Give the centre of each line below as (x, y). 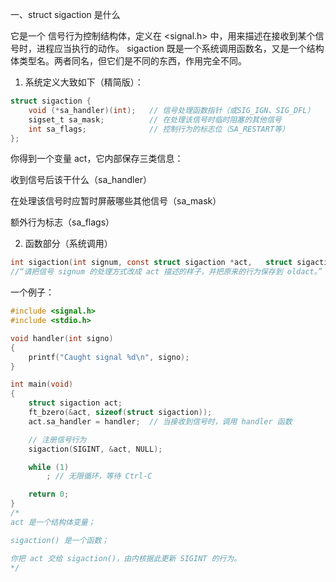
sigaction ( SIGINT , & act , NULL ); (95, 449)
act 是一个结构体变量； (53, 522)
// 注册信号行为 (57, 439)
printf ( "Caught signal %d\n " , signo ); (109, 357)
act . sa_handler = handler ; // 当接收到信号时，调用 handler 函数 (160, 421)
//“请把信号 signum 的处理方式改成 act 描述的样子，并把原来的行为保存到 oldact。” (166, 272)
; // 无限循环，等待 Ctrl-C (99, 476)
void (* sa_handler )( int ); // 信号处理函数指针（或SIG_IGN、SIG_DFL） (171, 110)
